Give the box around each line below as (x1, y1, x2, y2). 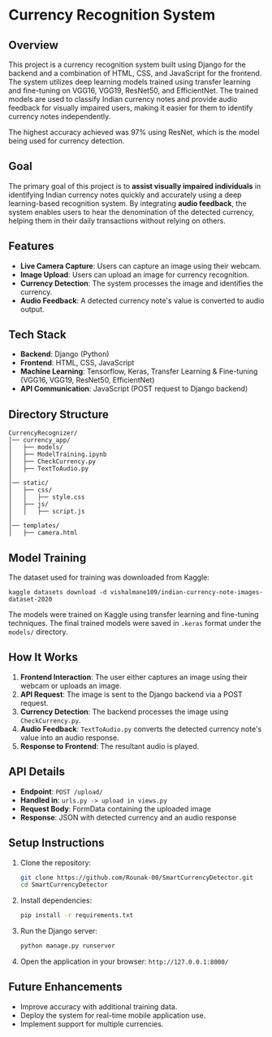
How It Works (8, 650, 79, 664)
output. (19, 304, 45, 314)
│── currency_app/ (8, 436, 71, 444)
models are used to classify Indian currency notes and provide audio (8, 94, 238, 103)
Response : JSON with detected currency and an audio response (19, 812, 237, 822)
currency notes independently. (8, 112, 111, 121)
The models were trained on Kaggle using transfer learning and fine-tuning (8, 610, 259, 619)
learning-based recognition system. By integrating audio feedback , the (8, 198, 247, 208)
